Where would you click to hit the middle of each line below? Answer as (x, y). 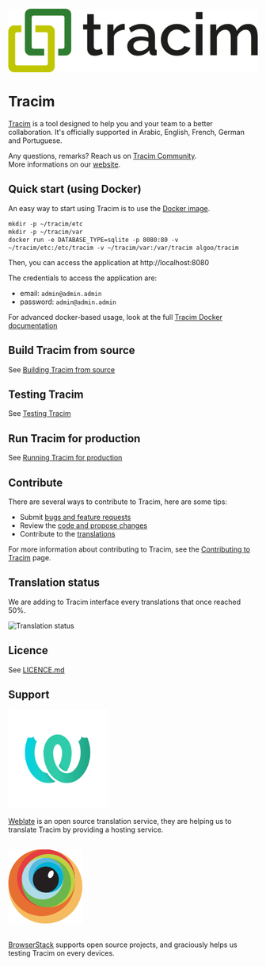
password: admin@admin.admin (68, 302)
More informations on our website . (65, 164)
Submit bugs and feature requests (75, 517)
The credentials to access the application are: (83, 278)
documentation (33, 325)
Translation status (54, 583)
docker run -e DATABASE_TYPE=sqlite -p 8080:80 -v (93, 240)
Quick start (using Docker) (75, 189)
